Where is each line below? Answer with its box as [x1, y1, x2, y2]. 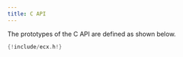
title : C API [7, 10, 46, 18]
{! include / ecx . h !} [7, 43, 62, 50]
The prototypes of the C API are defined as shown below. [7, 30, 177, 38]
